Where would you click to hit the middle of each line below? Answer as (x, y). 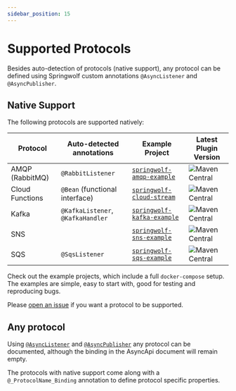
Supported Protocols (69, 48)
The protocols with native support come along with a (84, 373)
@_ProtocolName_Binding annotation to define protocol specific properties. (114, 380)
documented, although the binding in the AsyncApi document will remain (112, 352)
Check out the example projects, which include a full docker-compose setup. (116, 276)
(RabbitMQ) (30, 178)
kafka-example (156, 218)
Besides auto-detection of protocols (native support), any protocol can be (114, 68)
